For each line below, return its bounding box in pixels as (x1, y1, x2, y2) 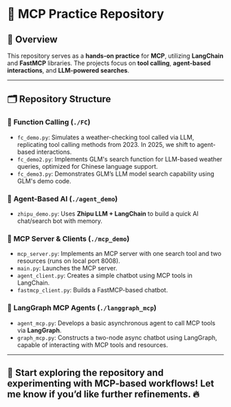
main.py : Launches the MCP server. (16, 264, 118, 272)
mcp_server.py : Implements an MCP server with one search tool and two (16, 250, 222, 258)
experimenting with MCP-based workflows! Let (7, 377, 214, 389)
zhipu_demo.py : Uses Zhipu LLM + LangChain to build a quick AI (16, 209, 199, 218)
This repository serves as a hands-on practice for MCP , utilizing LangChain (7, 51, 223, 60)
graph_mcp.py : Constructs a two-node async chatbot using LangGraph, (16, 333, 218, 342)
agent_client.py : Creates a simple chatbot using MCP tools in (16, 271, 192, 280)
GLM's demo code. (16, 176, 71, 185)
